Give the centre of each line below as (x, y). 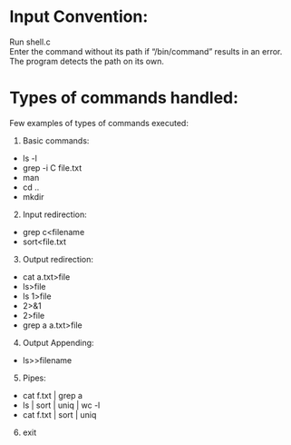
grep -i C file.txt (52, 168)
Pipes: (34, 378)
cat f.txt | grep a (53, 395)
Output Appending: (58, 342)
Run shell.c (30, 42)
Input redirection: (55, 214)
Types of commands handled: (124, 98)
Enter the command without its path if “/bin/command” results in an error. (146, 51)
